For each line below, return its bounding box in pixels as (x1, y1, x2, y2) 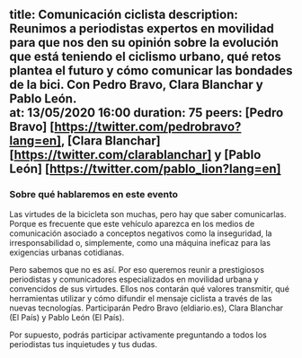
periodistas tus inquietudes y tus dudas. (9, 338, 157, 349)
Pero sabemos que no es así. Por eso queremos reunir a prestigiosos (9, 264, 265, 275)
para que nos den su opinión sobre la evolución (9, 35, 279, 50)
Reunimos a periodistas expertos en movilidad (9, 22, 274, 37)
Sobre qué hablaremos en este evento (9, 188, 178, 201)
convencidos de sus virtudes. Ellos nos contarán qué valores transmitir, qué (9, 283, 290, 294)
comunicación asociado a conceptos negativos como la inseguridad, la (9, 228, 272, 239)
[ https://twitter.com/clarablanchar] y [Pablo (9, 147, 262, 162)
